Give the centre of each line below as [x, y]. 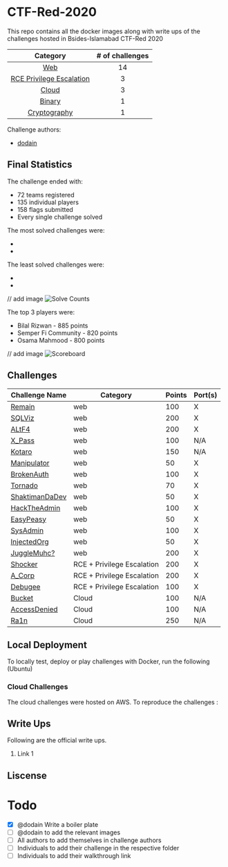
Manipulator [30, 463]
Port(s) [205, 395]
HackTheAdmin [36, 508]
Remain [23, 406]
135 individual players [48, 202]
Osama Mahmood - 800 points [61, 340]
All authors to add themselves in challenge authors [89, 840]
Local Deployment [47, 645]
